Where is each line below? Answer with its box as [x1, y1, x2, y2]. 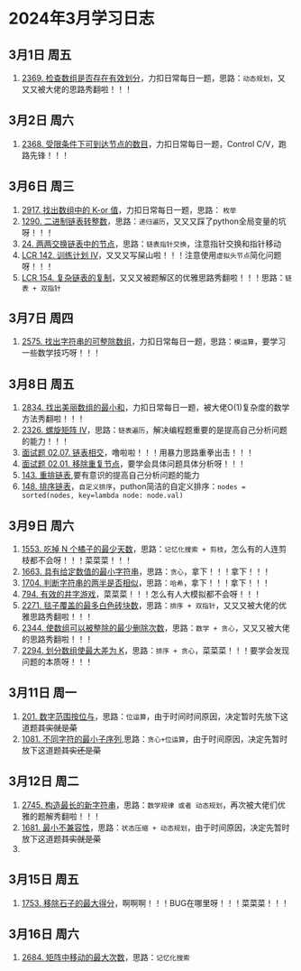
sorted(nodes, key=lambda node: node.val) [21, 491, 184, 501]
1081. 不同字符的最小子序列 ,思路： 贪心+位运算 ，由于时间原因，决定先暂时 [21, 733, 288, 744]
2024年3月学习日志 [8, 8, 155, 29]
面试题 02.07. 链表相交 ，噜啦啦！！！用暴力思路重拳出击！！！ [21, 448, 254, 458]
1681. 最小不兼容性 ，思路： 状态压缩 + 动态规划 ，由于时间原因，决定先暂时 [21, 822, 290, 833]
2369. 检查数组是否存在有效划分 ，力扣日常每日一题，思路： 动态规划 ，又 [21, 73, 286, 83]
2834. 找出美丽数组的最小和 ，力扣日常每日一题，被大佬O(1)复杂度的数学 [21, 402, 290, 413]
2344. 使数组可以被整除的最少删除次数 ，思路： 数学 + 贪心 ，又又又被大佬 [21, 623, 290, 633]
